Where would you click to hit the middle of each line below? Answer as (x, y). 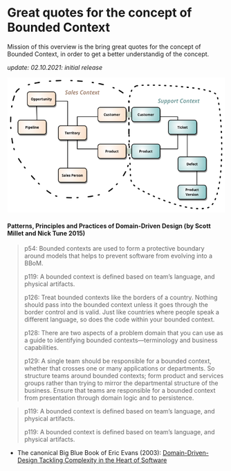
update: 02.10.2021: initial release (55, 67)
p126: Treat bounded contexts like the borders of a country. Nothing (121, 297)
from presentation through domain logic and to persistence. (109, 398)
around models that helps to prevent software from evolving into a (118, 256)
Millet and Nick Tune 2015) (46, 233)
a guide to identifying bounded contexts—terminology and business (121, 340)
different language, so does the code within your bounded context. (119, 319)
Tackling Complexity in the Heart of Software (103, 460)
